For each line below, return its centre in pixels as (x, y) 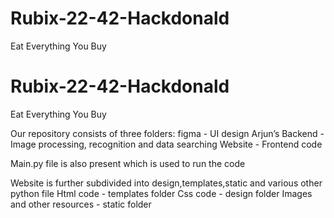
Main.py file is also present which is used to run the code (128, 163)
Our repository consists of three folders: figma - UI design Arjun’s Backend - (167, 133)
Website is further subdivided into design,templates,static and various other (166, 183)
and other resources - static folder (81, 204)
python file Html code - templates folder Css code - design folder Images (161, 193)
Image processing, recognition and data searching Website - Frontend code (166, 144)
